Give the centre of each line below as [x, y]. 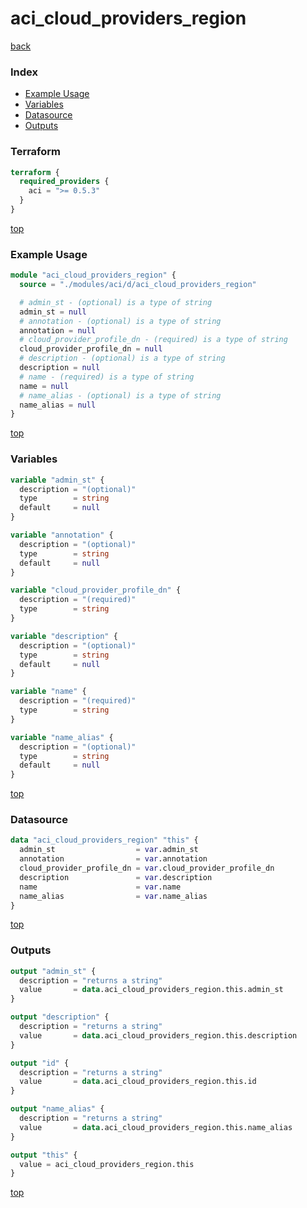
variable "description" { [64, 636]
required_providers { [64, 182]
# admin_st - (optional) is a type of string [116, 302]
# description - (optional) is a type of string [122, 358]
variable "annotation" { [62, 535]
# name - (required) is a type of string [107, 377]
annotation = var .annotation [113, 859]
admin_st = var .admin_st [109, 850]
